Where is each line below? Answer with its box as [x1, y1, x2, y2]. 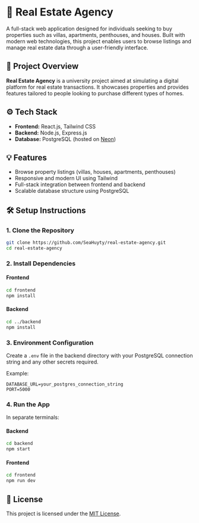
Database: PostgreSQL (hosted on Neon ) [14, 135, 116, 142]
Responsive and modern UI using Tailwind [14, 175, 118, 182]
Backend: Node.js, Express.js [14, 129, 87, 136]
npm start [6, 446, 31, 452]
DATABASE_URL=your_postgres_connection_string [6, 381, 124, 387]
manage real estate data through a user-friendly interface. [6, 44, 149, 51]
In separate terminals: [6, 414, 59, 421]
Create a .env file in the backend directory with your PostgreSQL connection [6, 352, 193, 359]
